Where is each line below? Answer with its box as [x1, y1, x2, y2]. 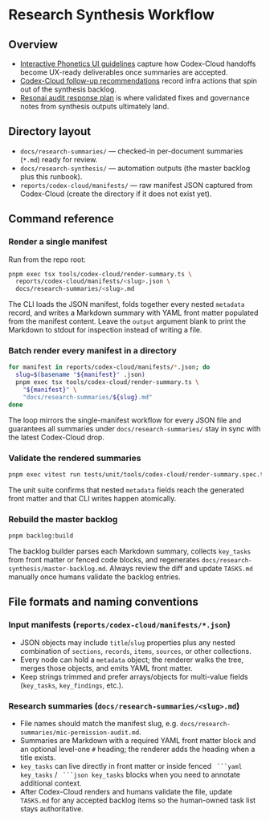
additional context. [19, 778, 82, 788]
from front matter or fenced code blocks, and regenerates [8, 555, 200, 565]
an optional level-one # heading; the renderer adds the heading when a [19, 745, 256, 754]
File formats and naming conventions [8, 595, 199, 609]
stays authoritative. [19, 804, 84, 813]
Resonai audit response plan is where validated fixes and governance [19, 93, 251, 102]
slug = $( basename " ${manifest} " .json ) [15, 371, 146, 379]
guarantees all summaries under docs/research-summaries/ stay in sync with [8, 423, 261, 433]
